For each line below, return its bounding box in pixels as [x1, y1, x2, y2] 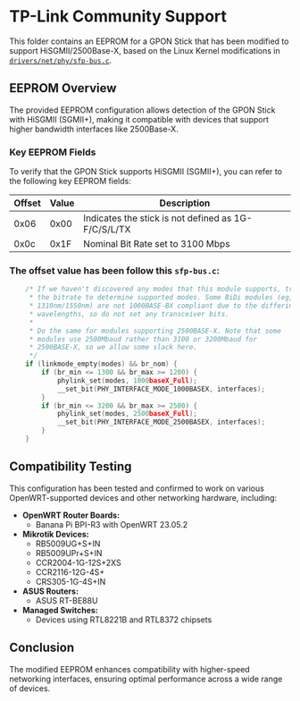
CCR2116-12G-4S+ [35, 566, 105, 578]
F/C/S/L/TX [83, 224, 131, 236]
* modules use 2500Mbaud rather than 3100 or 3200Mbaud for [29, 334, 257, 343]
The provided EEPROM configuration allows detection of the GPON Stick [9, 105, 276, 115]
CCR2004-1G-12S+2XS [35, 557, 122, 568]
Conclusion [9, 640, 75, 655]
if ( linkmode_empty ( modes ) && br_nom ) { [25, 359, 178, 368]
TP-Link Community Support [9, 6, 228, 27]
